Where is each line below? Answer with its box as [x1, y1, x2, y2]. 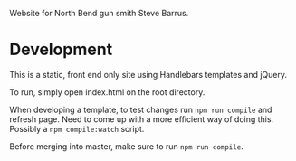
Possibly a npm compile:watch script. [9, 123, 145, 134]
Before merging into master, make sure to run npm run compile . [9, 140, 244, 152]
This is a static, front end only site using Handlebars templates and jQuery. [9, 69, 288, 80]
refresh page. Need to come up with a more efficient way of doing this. [9, 113, 274, 125]
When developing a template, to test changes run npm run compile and [9, 104, 272, 115]
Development [9, 40, 113, 60]
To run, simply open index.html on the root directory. [9, 86, 205, 98]
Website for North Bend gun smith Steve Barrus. [9, 8, 189, 18]
